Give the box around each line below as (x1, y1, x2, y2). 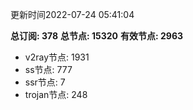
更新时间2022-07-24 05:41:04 (10, 9, 135, 20)
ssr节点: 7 (24, 76, 66, 88)
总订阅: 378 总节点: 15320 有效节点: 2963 (10, 30, 184, 42)
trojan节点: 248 (24, 89, 88, 100)
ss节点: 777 (24, 64, 73, 75)
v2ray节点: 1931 (24, 51, 90, 63)
